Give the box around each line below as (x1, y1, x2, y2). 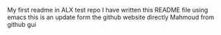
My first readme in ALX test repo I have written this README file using (7, 6, 208, 14)
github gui (7, 21, 36, 28)
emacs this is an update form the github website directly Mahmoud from (7, 13, 215, 21)
